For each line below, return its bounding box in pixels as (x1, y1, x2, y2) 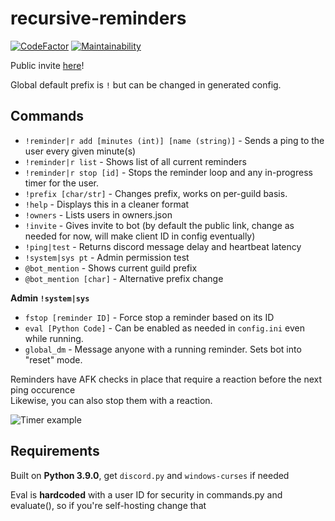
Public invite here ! (10, 59, 85, 71)
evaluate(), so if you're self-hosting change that (10, 499, 207, 511)
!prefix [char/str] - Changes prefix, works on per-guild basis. (24, 187, 288, 199)
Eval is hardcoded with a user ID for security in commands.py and (10, 488, 283, 501)
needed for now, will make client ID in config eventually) (24, 230, 256, 242)
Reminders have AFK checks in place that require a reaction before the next (10, 373, 323, 385)
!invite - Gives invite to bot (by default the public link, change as (24, 219, 295, 231)
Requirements (10, 443, 100, 460)
